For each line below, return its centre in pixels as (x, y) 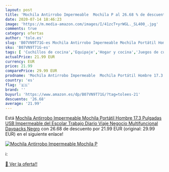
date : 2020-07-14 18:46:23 (33, 19)
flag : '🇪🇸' (18, 85)
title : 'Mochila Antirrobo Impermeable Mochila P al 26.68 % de (75, 15)
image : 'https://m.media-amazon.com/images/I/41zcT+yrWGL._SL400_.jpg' (82, 24)
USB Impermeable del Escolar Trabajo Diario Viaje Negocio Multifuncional (82, 124)
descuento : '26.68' (26, 99)
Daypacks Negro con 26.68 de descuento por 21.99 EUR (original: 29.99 (80, 129)
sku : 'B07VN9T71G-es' (28, 47)
